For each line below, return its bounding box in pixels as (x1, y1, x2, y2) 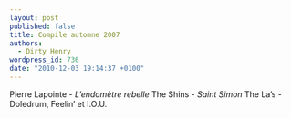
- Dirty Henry (17, 47, 71, 56)
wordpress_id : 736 (9, 55, 79, 64)
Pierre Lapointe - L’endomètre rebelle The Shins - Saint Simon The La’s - (9, 88, 283, 100)
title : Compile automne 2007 (9, 30, 120, 39)
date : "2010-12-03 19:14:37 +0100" (9, 64, 145, 74)
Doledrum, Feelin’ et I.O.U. (9, 98, 108, 109)
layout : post (9, 13, 59, 23)
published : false (9, 22, 76, 31)
